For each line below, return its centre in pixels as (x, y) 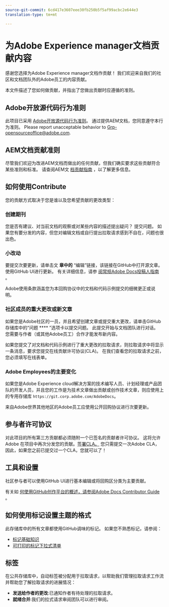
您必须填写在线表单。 (27, 357)
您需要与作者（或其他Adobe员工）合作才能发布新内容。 (63, 334)
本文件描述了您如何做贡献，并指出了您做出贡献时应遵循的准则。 (71, 90)
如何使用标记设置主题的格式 (48, 515)
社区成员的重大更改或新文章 (39, 309)
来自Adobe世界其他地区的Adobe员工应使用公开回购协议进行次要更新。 (78, 407)
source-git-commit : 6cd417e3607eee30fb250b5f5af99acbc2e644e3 (72, 10)
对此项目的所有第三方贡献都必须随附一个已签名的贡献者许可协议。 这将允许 (83, 437)
